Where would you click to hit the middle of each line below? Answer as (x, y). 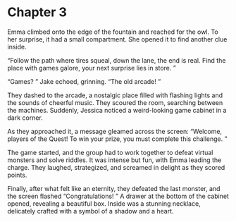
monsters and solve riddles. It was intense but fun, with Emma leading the (114, 160)
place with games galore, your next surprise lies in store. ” (92, 68)
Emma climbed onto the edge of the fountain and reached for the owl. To (113, 32)
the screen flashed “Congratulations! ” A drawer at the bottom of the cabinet (118, 196)
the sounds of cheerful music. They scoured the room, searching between (115, 102)
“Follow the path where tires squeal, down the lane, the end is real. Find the (117, 60)
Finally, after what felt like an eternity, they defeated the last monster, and (114, 188)
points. (17, 175)
